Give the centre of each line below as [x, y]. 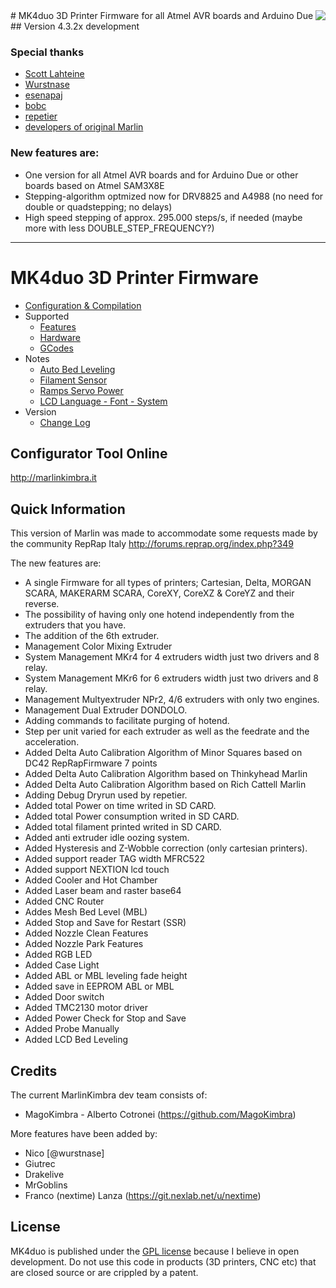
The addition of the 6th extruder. [92, 636]
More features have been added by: [84, 1133]
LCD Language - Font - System [103, 401]
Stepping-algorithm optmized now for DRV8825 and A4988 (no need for [174, 196]
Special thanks [47, 52]
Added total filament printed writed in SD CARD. [123, 827]
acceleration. [52, 742]
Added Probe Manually [72, 1029]
